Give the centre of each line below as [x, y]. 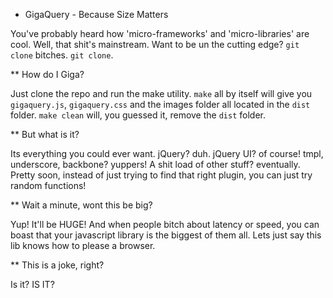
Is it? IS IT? [32, 284]
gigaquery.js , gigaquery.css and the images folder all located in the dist [160, 104]
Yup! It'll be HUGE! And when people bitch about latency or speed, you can [165, 224]
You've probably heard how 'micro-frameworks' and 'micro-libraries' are [160, 33]
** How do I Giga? [47, 74]
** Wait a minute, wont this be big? [81, 205]
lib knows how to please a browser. [83, 245]
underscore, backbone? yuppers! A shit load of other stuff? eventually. [155, 164]
